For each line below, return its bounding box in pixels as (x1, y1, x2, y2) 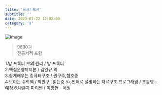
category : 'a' (5, 20, 34, 26)
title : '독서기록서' (5, 7, 42, 12)
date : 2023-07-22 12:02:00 (5, 16, 60, 21)
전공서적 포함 (17, 50, 42, 56)
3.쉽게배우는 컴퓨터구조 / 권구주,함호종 (5, 73, 79, 78)
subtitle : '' (5, 12, 32, 17)
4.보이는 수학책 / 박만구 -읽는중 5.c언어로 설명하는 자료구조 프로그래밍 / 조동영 (5, 79, 154, 85)
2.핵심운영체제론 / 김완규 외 (5, 67, 58, 73)
